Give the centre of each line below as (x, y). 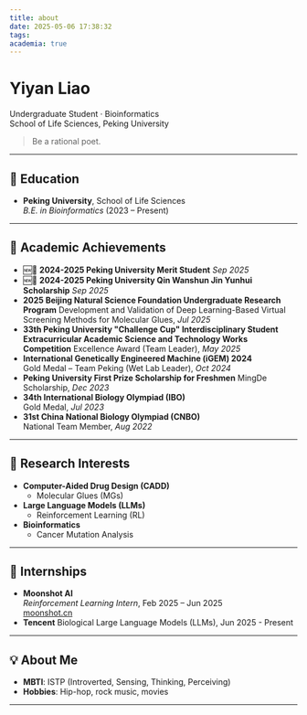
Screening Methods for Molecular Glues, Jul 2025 (116, 319)
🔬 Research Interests (70, 464)
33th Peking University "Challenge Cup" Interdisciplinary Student (150, 329)
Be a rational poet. (66, 142)
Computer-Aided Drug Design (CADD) (96, 486)
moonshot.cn (48, 613)
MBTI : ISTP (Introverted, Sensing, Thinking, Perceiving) (127, 682)
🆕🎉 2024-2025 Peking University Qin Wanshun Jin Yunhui (138, 280)
